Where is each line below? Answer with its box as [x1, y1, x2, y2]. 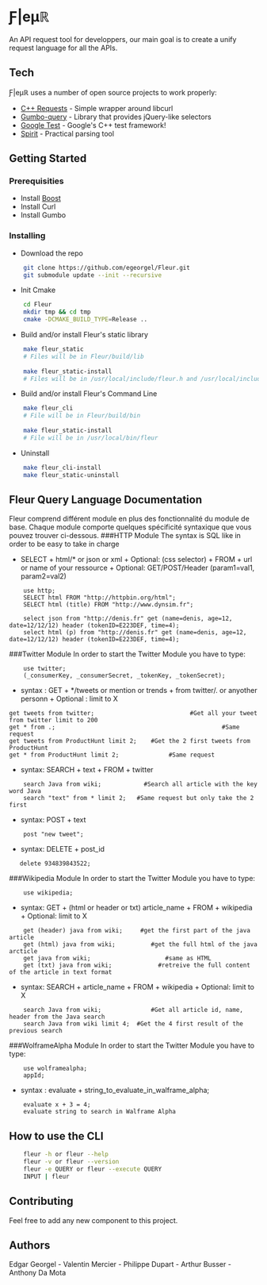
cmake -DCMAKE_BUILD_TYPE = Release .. [23, 316, 148, 324]
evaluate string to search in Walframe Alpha [23, 1108, 177, 1116]
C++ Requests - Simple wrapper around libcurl [20, 103, 174, 113]
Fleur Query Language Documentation [9, 493, 203, 506]
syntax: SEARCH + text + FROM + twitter [20, 765, 154, 775]
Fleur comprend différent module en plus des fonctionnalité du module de [9, 514, 250, 524]
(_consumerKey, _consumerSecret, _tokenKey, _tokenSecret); [23, 671, 226, 680]
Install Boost [20, 194, 62, 203]
